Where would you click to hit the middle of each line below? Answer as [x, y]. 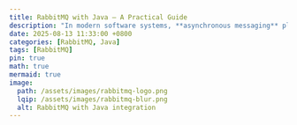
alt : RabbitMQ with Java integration [87, 107]
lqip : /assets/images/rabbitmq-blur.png [92, 99]
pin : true [27, 58]
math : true [29, 67]
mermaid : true [35, 75]
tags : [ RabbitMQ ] [41, 50]
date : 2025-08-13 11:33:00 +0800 [71, 33]
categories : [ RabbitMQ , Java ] [65, 42]
